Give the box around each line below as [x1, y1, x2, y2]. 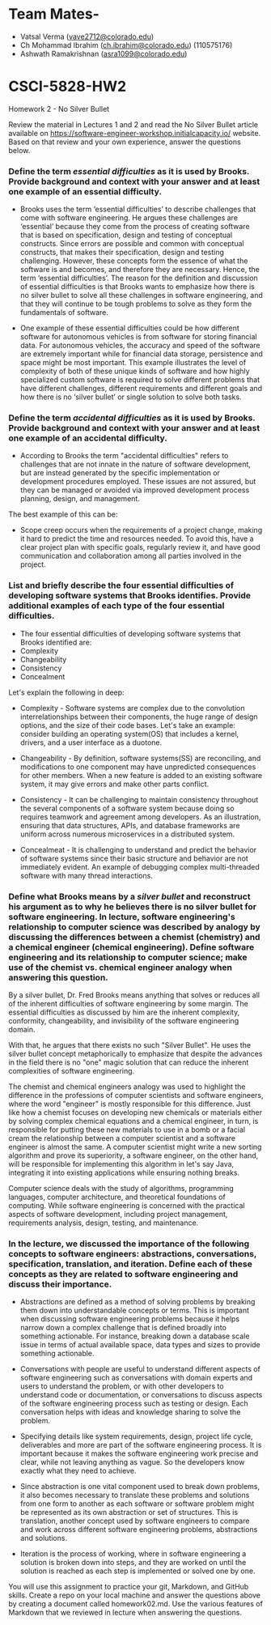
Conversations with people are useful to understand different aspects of [19, 1364, 261, 1374]
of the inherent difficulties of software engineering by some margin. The [8, 999, 249, 1009]
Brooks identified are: [19, 637, 92, 647]
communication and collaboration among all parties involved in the [19, 551, 242, 561]
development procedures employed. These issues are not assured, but [19, 477, 256, 487]
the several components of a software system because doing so [19, 803, 235, 813]
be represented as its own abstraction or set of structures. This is [19, 1508, 239, 1517]
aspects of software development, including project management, [8, 1210, 228, 1219]
